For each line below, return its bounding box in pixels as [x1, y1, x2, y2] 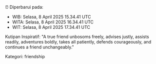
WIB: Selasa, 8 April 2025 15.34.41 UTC [12, 14, 91, 20]
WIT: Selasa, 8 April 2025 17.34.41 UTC [12, 24, 90, 30]
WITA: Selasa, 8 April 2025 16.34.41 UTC [12, 19, 94, 25]
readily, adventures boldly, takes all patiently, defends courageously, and [5, 39, 152, 44]
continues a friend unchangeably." [5, 44, 74, 50]
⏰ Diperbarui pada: [5, 4, 44, 10]
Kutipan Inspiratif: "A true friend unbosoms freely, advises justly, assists [5, 34, 150, 40]
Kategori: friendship [5, 54, 45, 59]
